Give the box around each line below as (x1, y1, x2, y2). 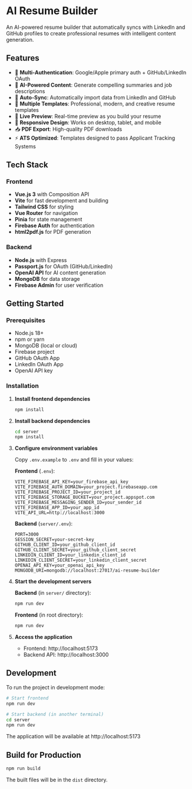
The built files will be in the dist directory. (6, 776, 108, 783)
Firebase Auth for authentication (14, 222, 95, 229)
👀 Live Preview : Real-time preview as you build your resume (14, 112, 161, 120)
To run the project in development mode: (6, 684, 105, 691)
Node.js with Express (14, 256, 67, 263)
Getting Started (6, 299, 64, 309)
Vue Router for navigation (14, 210, 78, 217)
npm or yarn (14, 336, 45, 343)
